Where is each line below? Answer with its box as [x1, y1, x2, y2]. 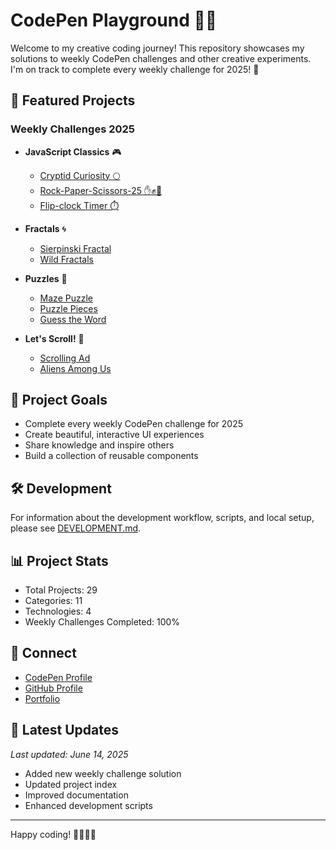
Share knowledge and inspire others [24, 439, 175, 451]
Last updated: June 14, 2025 [10, 748, 129, 760]
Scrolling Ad [39, 352, 91, 364]
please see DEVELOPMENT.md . [10, 522, 142, 534]
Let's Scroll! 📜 [24, 332, 85, 344]
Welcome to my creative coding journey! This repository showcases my [10, 42, 305, 54]
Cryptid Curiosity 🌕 [39, 169, 121, 181]
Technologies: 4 [24, 605, 92, 618]
